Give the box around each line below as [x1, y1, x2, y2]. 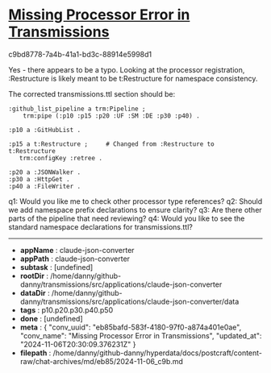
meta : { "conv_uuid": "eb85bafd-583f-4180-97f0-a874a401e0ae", [19, 322, 242, 332]
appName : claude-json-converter [19, 245, 135, 255]
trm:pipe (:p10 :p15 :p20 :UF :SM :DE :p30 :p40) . [23, 111, 200, 120]
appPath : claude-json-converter [19, 254, 131, 263]
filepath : [19, 348, 52, 358]
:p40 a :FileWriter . [8, 182, 81, 190]
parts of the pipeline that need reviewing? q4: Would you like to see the [8, 213, 245, 223]
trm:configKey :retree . [19, 154, 103, 162]
